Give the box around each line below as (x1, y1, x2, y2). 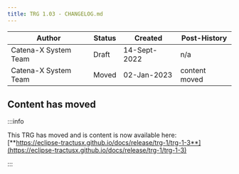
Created (134, 33, 162, 43)
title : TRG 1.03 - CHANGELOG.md (7, 10, 103, 18)
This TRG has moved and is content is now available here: (7, 131, 177, 139)
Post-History (181, 33, 228, 43)
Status (93, 33, 117, 43)
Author (36, 33, 61, 43)
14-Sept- (123, 45, 158, 55)
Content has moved (7, 99, 96, 111)
